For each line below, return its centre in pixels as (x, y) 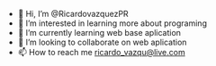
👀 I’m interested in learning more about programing (112, 23)
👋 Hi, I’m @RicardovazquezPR (73, 14)
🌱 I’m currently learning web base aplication (99, 33)
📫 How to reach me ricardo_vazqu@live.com (102, 52)
